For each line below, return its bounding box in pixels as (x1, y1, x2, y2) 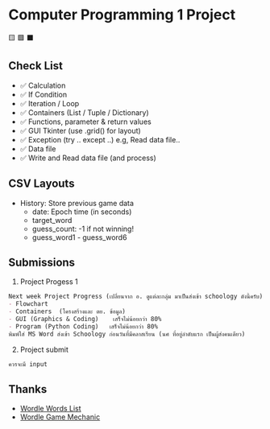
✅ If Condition (19, 89, 67, 99)
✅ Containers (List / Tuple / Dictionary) (19, 107, 149, 118)
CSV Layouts (8, 177, 75, 191)
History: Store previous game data (19, 198, 135, 208)
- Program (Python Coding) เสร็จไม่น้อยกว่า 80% (8, 322, 159, 331)
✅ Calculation (19, 80, 66, 90)
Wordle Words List (19, 404, 82, 414)
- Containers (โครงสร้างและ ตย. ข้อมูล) (8, 307, 127, 316)
